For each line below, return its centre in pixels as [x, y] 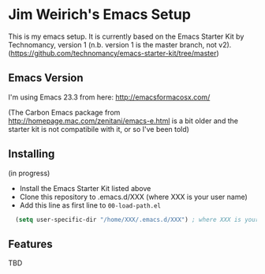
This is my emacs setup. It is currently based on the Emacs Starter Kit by [126, 36]
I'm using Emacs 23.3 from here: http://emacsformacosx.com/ [109, 97]
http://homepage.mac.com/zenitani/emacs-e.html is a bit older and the [123, 121]
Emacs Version [46, 78]
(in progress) [29, 173]
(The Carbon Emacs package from [64, 112]
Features [30, 244]
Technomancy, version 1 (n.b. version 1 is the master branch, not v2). [120, 44]
